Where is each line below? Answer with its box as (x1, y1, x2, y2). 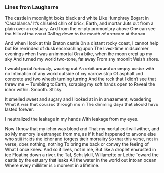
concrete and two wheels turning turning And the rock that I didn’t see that (5, 76, 156, 82)
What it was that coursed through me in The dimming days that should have (5, 102, 159, 107)
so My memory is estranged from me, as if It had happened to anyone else (5, 131, 156, 137)
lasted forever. (5, 106, 34, 112)
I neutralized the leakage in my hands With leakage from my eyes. (5, 116, 138, 122)
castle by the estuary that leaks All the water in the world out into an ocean (5, 157, 157, 163)
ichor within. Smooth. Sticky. (5, 87, 63, 93)
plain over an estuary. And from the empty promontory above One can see (5, 26, 156, 32)
